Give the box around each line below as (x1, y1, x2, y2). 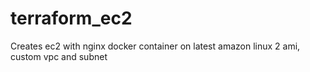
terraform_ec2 (10, 7, 133, 30)
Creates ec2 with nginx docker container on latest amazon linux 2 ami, (10, 40, 301, 52)
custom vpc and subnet (10, 50, 108, 62)
